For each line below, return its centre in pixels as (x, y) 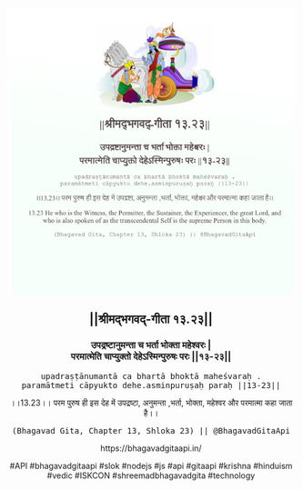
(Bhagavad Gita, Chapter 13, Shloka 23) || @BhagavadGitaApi (151, 430)
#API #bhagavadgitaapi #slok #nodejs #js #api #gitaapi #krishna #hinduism (151, 465)
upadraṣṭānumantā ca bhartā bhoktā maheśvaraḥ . (151, 376)
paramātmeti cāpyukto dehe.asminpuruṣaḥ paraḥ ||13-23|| (151, 385)
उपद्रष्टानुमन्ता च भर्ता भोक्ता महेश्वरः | (151, 345)
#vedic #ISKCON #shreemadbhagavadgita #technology (151, 475)
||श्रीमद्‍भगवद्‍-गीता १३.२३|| (151, 320)
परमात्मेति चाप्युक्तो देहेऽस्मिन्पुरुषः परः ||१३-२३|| (151, 356)
